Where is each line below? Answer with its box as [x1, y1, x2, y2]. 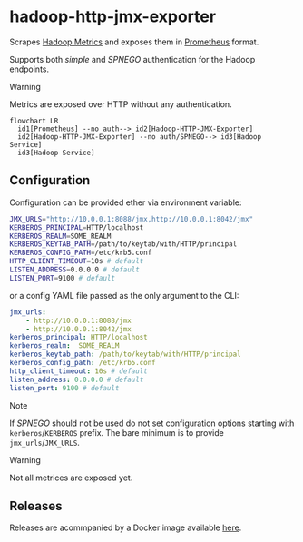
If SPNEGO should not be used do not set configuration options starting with [9, 418, 295, 429]
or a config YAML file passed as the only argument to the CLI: [9, 290, 239, 301]
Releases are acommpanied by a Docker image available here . [9, 522, 242, 533]
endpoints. [9, 64, 50, 74]
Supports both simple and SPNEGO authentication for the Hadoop [9, 54, 256, 64]
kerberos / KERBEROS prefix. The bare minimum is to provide [9, 427, 224, 438]
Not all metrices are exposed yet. [9, 472, 133, 483]
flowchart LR [9, 116, 59, 125]
